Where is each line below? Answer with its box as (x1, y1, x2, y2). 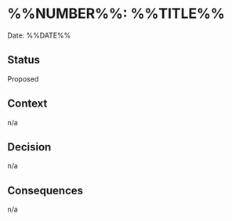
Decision (7, 140, 52, 154)
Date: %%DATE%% (7, 31, 71, 40)
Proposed (7, 74, 39, 83)
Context (7, 97, 48, 110)
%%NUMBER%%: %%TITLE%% (7, 5, 225, 23)
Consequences (7, 183, 84, 197)
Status (7, 53, 41, 67)
